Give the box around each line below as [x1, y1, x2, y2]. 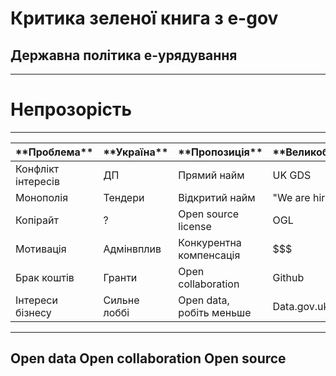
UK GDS [272, 168, 312, 182]
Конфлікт [15, 162, 60, 176]
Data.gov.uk [272, 299, 330, 313]
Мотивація [15, 242, 67, 256]
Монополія [15, 190, 68, 204]
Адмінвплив [103, 242, 162, 256]
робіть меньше [178, 305, 252, 319]
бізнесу [15, 305, 52, 319]
